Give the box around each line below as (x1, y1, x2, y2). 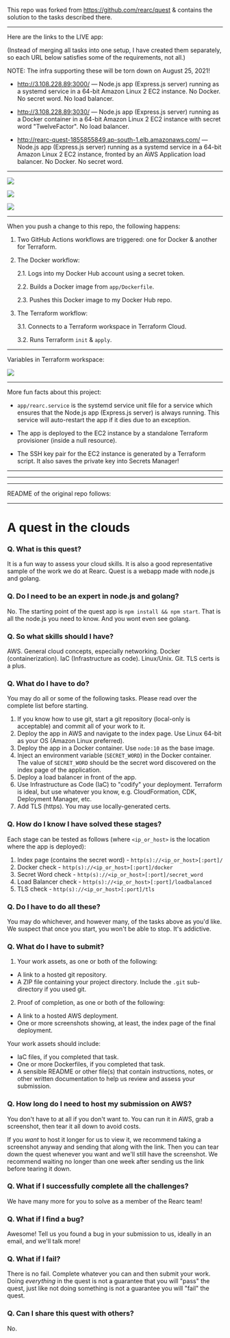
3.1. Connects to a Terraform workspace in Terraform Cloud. (16, 322, 187, 330)
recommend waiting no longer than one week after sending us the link (7, 1157, 205, 1165)
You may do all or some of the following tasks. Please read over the (7, 694, 197, 703)
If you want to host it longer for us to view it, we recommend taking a (7, 1135, 201, 1143)
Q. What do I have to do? (7, 679, 90, 688)
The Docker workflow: (16, 256, 80, 264)
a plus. (7, 661, 26, 670)
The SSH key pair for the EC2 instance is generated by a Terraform (16, 450, 206, 458)
